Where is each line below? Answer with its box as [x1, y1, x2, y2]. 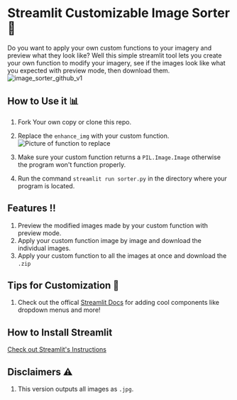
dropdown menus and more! [17, 306, 101, 314]
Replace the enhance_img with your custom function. [17, 131, 170, 140]
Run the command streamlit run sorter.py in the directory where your [17, 174, 227, 183]
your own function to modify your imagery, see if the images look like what [7, 58, 226, 67]
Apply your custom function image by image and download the [17, 236, 202, 244]
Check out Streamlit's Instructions [7, 345, 106, 354]
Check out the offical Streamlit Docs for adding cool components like [17, 298, 220, 307]
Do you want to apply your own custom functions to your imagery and [7, 43, 211, 52]
